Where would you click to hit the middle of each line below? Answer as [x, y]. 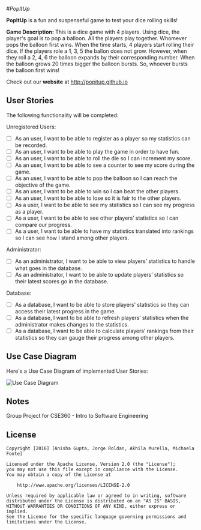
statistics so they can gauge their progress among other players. [95, 337]
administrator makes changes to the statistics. [72, 324]
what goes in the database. [49, 268]
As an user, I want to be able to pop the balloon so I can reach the [96, 178]
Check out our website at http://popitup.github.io [67, 82]
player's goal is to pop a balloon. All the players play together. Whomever [97, 38]
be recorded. [31, 145]
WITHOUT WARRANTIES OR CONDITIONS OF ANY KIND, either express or [91, 507]
